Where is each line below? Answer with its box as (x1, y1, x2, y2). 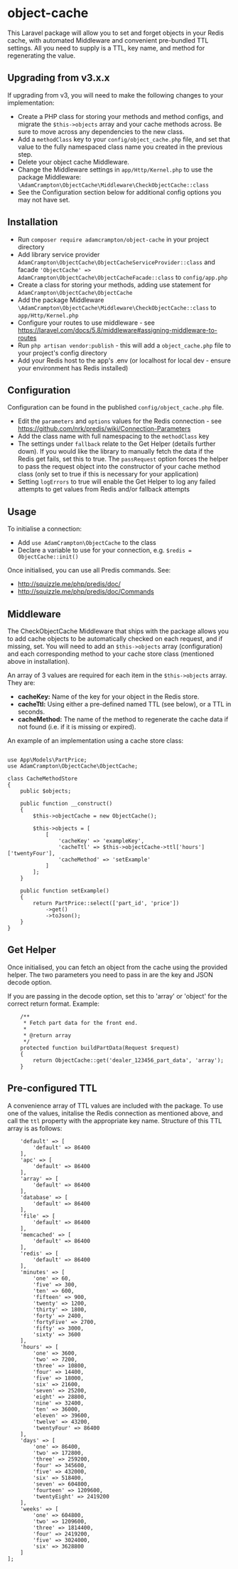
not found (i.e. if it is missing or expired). (17, 723, 136, 731)
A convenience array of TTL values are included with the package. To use (7, 1101, 224, 1110)
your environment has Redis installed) (17, 363, 129, 372)
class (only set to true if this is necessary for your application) (17, 470, 199, 479)
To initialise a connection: (7, 525, 82, 533)
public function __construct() (20, 800, 113, 807)
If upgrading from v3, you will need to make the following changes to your (7, 90, 224, 99)
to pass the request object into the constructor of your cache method (17, 462, 221, 471)
